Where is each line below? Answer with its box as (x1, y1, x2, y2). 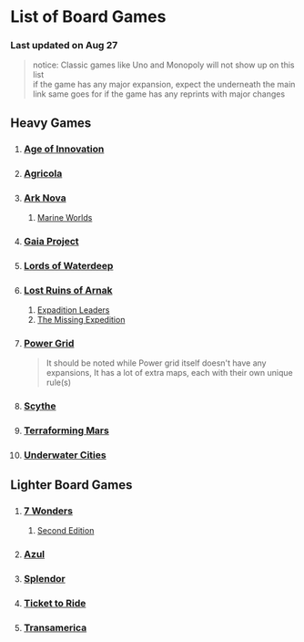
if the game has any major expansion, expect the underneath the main (32, 79, 296, 90)
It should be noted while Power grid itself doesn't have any (46, 357, 267, 368)
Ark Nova (23, 192, 66, 204)
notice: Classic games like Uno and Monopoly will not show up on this (32, 59, 295, 70)
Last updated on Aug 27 (10, 39, 118, 52)
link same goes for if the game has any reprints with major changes (32, 88, 286, 99)
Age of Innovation (23, 142, 105, 155)
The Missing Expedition (36, 315, 126, 326)
